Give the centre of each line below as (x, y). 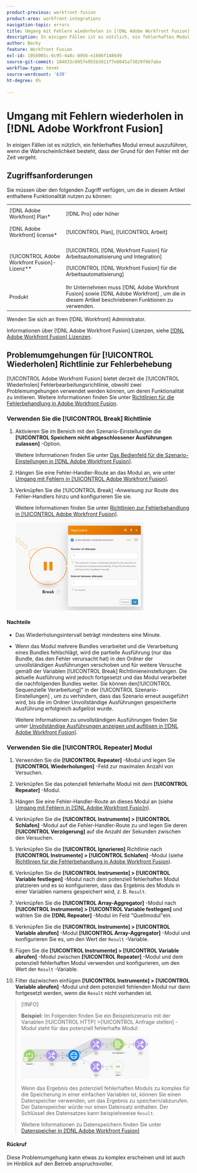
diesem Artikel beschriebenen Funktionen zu (119, 300)
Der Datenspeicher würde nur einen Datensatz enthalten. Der (95, 1107)
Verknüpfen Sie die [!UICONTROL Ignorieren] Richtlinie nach (89, 849)
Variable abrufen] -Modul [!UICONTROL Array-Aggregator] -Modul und (103, 933)
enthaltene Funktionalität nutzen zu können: (59, 196)
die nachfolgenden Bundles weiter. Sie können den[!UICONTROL (93, 684)
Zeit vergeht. (22, 158)
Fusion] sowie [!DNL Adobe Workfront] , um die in (126, 294)
